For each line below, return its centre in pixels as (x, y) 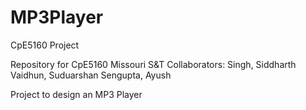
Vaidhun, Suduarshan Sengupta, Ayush (91, 75)
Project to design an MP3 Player (76, 94)
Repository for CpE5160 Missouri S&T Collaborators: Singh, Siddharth (153, 64)
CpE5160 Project (45, 45)
